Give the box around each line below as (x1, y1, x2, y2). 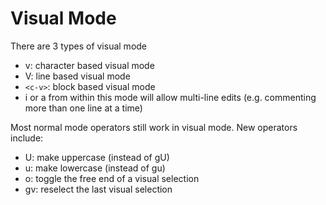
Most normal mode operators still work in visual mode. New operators (10, 121, 298, 133)
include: (10, 132, 44, 144)
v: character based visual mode (24, 59, 155, 71)
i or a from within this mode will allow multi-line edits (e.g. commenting (24, 91, 317, 103)
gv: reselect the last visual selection (24, 183, 173, 195)
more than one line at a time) (24, 102, 143, 114)
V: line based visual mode (24, 70, 131, 82)
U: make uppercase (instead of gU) (24, 151, 170, 163)
